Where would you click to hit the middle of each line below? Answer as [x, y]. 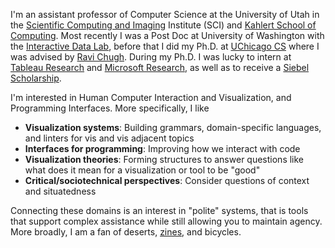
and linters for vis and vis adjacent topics [109, 138]
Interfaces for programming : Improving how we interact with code [162, 148]
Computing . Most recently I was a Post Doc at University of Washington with [167, 35]
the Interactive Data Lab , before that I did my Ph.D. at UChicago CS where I [165, 46]
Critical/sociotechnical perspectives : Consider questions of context [167, 180]
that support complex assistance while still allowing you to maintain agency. [166, 221]
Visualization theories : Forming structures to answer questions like [164, 159]
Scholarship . [36, 78]
